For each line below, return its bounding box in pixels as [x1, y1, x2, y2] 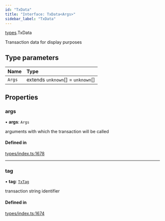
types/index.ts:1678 [5, 151, 45, 157]
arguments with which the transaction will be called [5, 128, 109, 134]
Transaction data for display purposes [5, 39, 82, 45]
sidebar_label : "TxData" [5, 16, 56, 21]
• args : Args [5, 119, 29, 125]
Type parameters [5, 54, 59, 62]
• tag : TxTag [5, 179, 29, 185]
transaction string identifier [5, 188, 60, 194]
